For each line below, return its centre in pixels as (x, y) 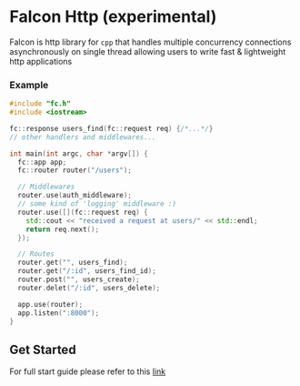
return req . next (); (63, 229)
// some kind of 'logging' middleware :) (97, 204)
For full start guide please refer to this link (88, 371)
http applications (41, 61)
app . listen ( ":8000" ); (59, 313)
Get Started (43, 349)
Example (29, 85)
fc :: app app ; (42, 162)
